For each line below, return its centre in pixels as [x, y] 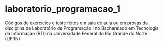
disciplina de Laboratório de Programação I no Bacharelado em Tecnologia [82, 28]
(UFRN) [13, 39]
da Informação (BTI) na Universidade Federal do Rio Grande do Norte [76, 33]
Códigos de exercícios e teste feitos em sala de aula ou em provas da [77, 23]
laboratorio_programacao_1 [63, 9]
